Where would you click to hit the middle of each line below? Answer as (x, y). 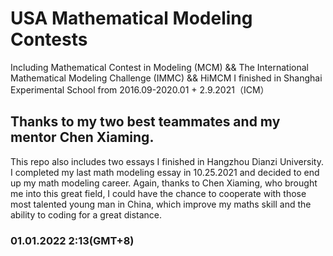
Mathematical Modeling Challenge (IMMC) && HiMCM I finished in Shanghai (166, 78)
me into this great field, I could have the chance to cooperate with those (158, 193)
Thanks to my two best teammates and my (145, 122)
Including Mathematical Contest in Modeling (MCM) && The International (159, 67)
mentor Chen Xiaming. (82, 137)
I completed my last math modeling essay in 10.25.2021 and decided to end (165, 172)
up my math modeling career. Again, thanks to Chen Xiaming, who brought (164, 183)
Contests (49, 39)
